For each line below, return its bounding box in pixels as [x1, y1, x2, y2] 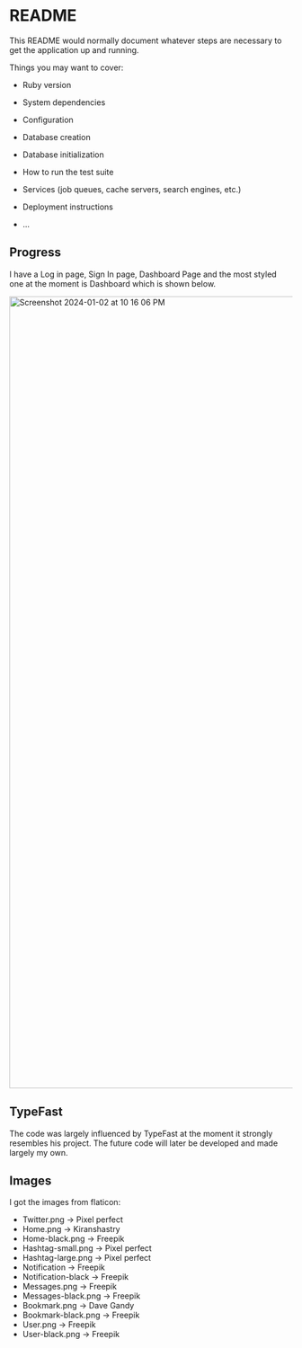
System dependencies [22, 96, 106, 108]
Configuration [22, 114, 74, 125]
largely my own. [9, 1147, 69, 1157]
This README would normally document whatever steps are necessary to [9, 35, 282, 46]
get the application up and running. [9, 44, 139, 55]
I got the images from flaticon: [9, 1197, 121, 1208]
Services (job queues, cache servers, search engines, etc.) [22, 183, 242, 194]
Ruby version [22, 79, 72, 90]
